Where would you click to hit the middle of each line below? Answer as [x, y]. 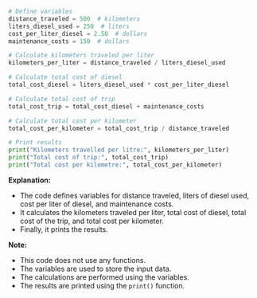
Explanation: [30, 180]
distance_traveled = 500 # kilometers [74, 19]
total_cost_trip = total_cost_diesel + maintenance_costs [106, 106]
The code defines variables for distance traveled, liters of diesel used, [134, 195]
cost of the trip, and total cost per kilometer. [92, 221]
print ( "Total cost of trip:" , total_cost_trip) [89, 158]
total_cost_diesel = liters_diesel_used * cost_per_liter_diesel [119, 84]
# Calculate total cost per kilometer [72, 121]
